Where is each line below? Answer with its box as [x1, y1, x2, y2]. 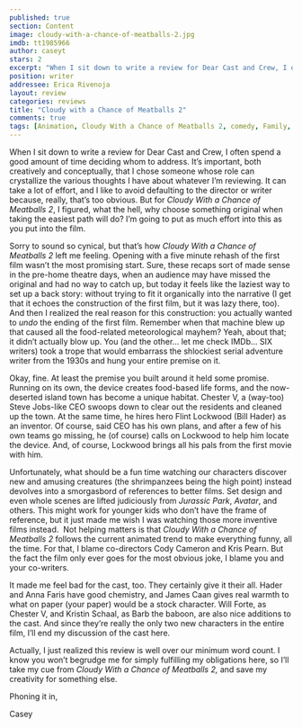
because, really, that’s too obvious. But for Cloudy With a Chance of [9, 194, 261, 205]
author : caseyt [9, 47, 67, 56]
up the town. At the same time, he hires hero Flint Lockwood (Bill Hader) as [9, 411, 287, 421]
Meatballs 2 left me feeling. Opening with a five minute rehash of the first [9, 250, 280, 261]
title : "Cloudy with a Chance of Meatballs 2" [9, 105, 187, 114]
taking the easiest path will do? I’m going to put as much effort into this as [9, 213, 283, 224]
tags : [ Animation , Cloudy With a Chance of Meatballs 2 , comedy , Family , [9, 122, 292, 131]
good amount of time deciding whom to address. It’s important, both [9, 157, 262, 166]
